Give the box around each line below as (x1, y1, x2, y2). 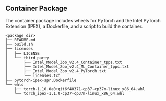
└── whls (5, 82, 24, 87)
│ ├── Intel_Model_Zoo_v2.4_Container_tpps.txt (5, 60, 123, 65)
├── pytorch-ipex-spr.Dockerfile (5, 78, 77, 83)
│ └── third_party (5, 55, 50, 60)
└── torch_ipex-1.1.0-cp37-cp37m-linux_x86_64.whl (14, 91, 125, 96)
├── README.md (5, 37, 36, 42)
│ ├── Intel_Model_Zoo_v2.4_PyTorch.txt (5, 68, 106, 73)
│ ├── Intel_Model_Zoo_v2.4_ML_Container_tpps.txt (5, 64, 129, 69)
